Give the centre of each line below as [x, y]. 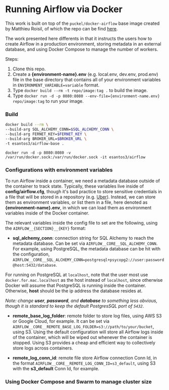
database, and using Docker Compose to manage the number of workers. [82, 49]
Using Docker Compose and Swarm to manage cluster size [79, 381]
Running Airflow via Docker [64, 9]
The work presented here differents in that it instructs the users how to [79, 38]
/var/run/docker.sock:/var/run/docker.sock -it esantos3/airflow [75, 157]
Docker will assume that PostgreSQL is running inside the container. [76, 285]
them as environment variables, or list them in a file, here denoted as [76, 202]
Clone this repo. [29, 69]
